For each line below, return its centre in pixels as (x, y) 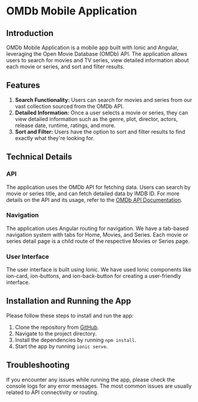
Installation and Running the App (69, 301)
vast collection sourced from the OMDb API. (69, 106)
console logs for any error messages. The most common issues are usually (99, 386)
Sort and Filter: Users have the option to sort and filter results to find (100, 132)
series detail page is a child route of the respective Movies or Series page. (98, 241)
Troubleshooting (38, 365)
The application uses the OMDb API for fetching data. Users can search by (98, 187)
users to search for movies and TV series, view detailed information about (97, 60)
